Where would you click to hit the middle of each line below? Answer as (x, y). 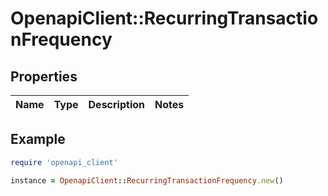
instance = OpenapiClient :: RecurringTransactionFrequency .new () (147, 180)
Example (38, 139)
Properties (44, 76)
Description (116, 104)
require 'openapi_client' (64, 162)
